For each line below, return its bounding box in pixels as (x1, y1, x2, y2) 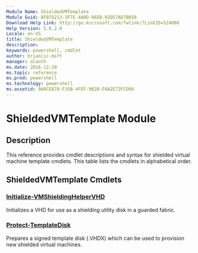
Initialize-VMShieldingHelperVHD (6, 193, 105, 201)
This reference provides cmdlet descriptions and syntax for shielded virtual (6, 151, 190, 158)
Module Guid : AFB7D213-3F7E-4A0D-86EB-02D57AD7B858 (6, 14, 137, 20)
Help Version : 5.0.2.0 (6, 25, 62, 32)
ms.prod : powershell (6, 75, 58, 81)
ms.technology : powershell (6, 81, 73, 87)
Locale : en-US (6, 31, 42, 37)
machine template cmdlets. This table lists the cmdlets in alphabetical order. (6, 157, 192, 164)
